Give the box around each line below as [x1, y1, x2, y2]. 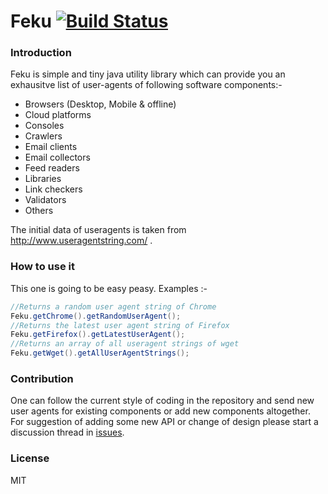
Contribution [10, 371, 74, 385]
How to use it [10, 260, 75, 274]
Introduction [10, 46, 72, 60]
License [10, 451, 50, 465]
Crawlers [24, 130, 63, 142]
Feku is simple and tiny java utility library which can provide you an [10, 68, 286, 80]
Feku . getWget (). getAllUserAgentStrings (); [10, 348, 190, 359]
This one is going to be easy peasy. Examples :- [10, 282, 208, 294]
